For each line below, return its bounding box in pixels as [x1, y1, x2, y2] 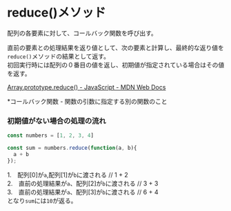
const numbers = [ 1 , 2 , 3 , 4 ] [7, 132, 94, 140]
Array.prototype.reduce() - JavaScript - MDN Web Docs [7, 82, 166, 91]
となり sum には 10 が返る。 [7, 196, 77, 205]
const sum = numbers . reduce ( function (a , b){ [7, 144, 137, 152]
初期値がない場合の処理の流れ [7, 116, 107, 126]
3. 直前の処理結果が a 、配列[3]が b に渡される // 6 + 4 [7, 188, 159, 196]
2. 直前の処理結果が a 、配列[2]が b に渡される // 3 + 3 [7, 179, 159, 188]
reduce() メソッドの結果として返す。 [7, 52, 110, 60]
